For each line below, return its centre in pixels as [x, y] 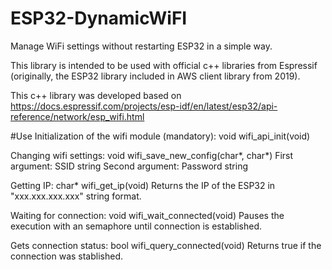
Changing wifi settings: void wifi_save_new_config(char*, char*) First [152, 155]
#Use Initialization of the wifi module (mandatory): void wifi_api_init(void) [160, 136]
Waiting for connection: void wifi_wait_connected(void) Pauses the [147, 215]
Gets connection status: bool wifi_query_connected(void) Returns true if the [166, 245]
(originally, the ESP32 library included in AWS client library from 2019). [155, 76]
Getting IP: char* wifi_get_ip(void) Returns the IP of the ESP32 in [143, 185]
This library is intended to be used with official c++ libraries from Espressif [164, 65]
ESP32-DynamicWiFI [99, 18]
